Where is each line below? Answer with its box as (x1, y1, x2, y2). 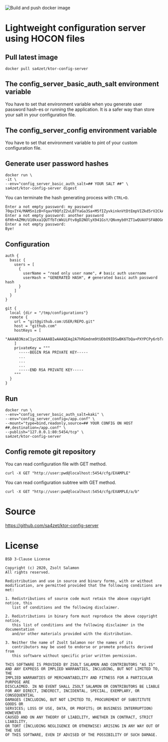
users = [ (14, 262, 35, 267)
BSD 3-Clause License (5, 556, 50, 562)
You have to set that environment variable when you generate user (5, 101, 142, 107)
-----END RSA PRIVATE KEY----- (18, 367, 84, 373)
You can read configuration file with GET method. (5, 461, 107, 467)
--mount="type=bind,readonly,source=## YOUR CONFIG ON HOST (5, 421, 133, 426)
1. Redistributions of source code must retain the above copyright (5, 596, 151, 601)
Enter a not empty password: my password (5, 204, 93, 209)
